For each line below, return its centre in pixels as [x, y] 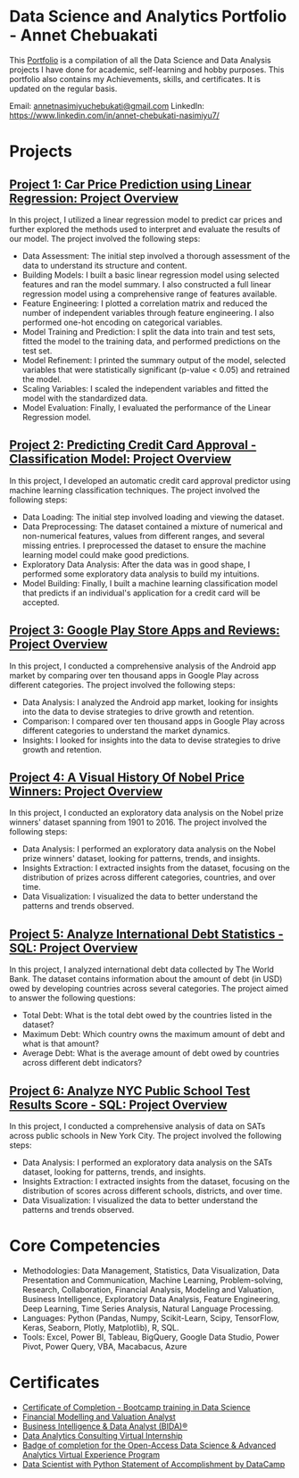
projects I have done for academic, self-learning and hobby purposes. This [147, 70]
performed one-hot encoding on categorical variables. [122, 322]
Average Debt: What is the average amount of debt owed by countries [150, 1053]
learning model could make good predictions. [105, 554]
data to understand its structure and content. [104, 265]
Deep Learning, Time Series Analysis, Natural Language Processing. [148, 1308]
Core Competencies [85, 1246]
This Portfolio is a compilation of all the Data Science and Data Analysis [140, 60]
